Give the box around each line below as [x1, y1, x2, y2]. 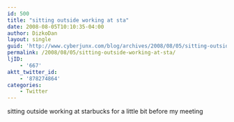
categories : [7, 82, 42, 89]
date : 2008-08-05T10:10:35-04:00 [7, 23, 104, 30]
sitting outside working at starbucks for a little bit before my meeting [7, 107, 203, 116]
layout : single [7, 36, 52, 43]
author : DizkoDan [7, 29, 58, 37]
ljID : [7, 56, 23, 63]
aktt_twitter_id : [7, 68, 58, 75]
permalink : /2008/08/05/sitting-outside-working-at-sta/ [7, 49, 176, 56]
